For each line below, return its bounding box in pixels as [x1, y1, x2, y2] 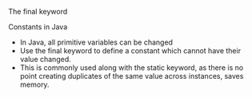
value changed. [19, 55, 71, 64]
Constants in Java [8, 22, 68, 31]
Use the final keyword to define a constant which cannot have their [19, 46, 242, 55]
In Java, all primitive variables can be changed [19, 37, 174, 47]
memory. [19, 80, 50, 89]
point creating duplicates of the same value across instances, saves [19, 72, 244, 80]
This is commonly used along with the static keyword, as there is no [19, 63, 244, 72]
